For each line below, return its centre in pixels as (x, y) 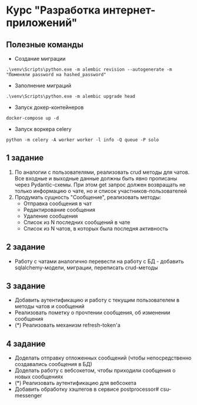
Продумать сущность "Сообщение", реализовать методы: (88, 197)
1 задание (25, 158)
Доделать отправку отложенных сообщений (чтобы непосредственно (103, 358)
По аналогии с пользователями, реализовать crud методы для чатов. (102, 172)
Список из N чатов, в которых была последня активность (96, 228)
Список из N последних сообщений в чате (77, 222)
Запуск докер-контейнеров (49, 107)
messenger (28, 396)
